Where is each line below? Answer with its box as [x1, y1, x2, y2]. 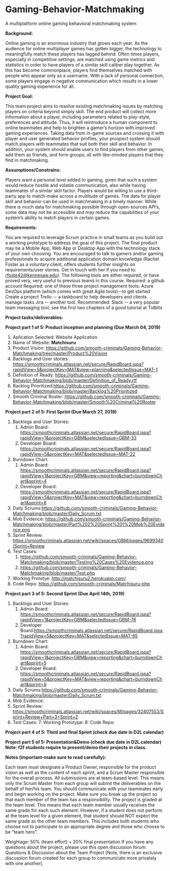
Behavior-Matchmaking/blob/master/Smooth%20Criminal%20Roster [12, 399, 156, 405]
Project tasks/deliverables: [5, 314, 63, 320]
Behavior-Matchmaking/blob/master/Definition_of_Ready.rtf [12, 377, 137, 383]
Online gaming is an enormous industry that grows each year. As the [5, 40, 148, 46]
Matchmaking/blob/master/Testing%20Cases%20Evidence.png [20, 559, 153, 565]
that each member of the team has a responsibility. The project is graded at [5, 796, 162, 802]
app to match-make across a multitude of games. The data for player [17, 193, 161, 199]
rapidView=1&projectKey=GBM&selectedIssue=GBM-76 [20, 616, 137, 622]
